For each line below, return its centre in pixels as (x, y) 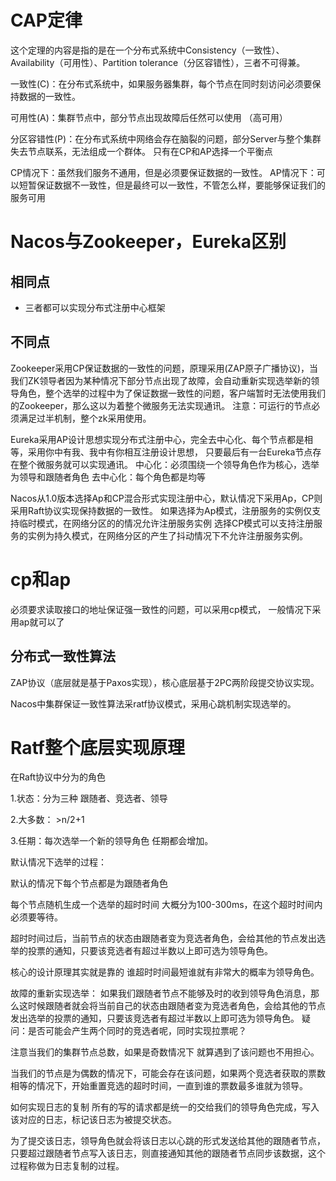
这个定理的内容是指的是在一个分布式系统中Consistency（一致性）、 (147, 50)
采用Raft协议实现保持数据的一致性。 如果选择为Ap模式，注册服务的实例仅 (161, 510)
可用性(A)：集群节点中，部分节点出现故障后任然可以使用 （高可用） (149, 117)
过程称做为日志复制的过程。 (67, 1166)
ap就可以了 (41, 622)
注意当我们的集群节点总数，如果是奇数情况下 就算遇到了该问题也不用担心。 (165, 1052)
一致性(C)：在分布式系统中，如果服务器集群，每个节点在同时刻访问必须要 (161, 83)
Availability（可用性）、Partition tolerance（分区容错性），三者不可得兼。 (158, 62)
